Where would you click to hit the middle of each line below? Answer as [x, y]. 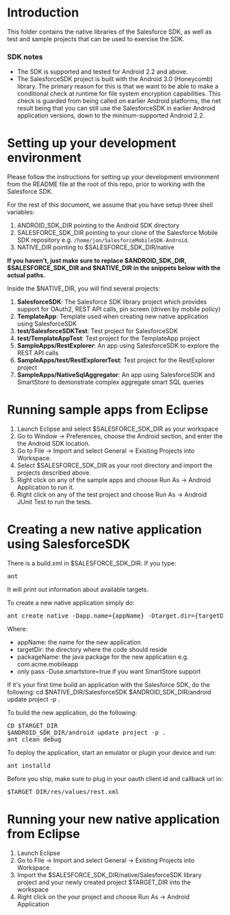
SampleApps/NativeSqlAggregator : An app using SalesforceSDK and [116, 375]
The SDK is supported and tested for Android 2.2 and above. [102, 72]
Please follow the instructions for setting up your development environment [113, 177]
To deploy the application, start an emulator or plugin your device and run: [112, 753]
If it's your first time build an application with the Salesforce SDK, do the [108, 685]
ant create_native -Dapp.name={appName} [76, 616]
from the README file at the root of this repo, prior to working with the [106, 184]
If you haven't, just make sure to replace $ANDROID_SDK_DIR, [97, 261]
